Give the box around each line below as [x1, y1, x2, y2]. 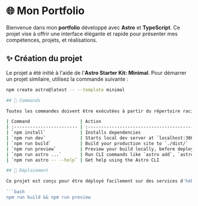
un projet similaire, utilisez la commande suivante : [6, 75, 128, 82]
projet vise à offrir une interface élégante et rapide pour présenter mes [6, 30, 178, 37]
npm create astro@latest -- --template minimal [6, 87, 126, 92]
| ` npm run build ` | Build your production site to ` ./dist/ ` [6, 140, 189, 147]
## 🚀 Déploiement [6, 168, 49, 174]
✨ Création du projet [6, 54, 82, 64]
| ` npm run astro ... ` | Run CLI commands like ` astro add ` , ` [6, 151, 181, 157]
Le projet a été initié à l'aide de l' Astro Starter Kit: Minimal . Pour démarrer [6, 69, 187, 76]
